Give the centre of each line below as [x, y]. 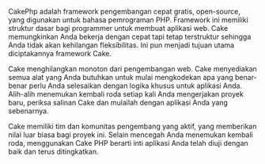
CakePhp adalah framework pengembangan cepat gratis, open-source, [125, 11]
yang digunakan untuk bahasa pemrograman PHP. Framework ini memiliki [129, 20]
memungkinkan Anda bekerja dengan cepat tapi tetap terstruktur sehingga [130, 36]
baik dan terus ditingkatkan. [53, 151]
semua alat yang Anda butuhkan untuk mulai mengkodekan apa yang [121, 77]
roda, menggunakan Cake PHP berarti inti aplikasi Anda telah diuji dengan [129, 143]
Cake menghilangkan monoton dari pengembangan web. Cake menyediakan [132, 69]
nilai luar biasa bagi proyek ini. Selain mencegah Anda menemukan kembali [131, 135]
